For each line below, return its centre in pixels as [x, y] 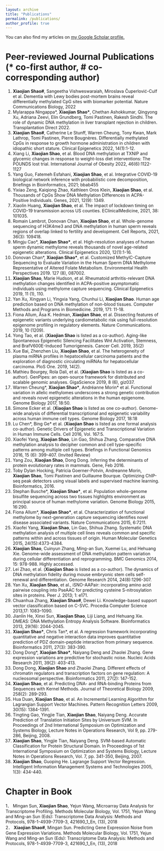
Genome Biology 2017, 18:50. [41, 403]
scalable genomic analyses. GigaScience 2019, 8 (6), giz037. [74, 382]
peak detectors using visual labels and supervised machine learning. [90, 481]
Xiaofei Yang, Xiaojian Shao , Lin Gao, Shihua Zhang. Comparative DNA [84, 439]
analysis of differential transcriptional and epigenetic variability [87, 413]
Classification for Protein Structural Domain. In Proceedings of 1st [78, 746]
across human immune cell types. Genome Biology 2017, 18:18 [75, 419]
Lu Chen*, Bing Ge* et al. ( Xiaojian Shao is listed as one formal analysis [84, 424]
